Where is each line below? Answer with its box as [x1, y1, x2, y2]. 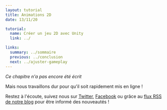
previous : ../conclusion [10, 54, 63, 59]
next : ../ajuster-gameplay [10, 59, 68, 64]
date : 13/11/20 [5, 17, 38, 22]
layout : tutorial [5, 7, 43, 13]
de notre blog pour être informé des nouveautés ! [5, 98, 109, 105]
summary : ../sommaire [10, 50, 56, 55]
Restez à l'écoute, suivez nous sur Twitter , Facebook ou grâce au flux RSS [5, 93, 162, 99]
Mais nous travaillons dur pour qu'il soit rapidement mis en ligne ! [5, 83, 143, 90]
